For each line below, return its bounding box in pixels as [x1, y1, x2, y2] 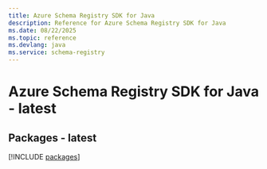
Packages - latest [8, 131, 97, 144]
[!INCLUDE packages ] [8, 152, 80, 161]
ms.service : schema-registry [8, 48, 105, 56]
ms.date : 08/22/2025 [8, 26, 77, 34]
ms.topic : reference [8, 33, 77, 42]
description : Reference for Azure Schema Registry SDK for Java [8, 19, 226, 27]
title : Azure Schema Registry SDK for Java [8, 11, 155, 20]
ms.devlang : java [8, 41, 66, 49]
